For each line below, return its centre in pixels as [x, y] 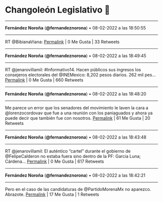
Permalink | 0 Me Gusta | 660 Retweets [44, 80]
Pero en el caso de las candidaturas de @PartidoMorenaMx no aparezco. [78, 189]
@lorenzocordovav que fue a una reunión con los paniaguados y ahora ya [79, 113]
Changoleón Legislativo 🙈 [57, 10]
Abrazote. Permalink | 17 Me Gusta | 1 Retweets [52, 194]
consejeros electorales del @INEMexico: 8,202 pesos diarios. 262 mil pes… [81, 75]
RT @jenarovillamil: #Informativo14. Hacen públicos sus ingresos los [73, 69]
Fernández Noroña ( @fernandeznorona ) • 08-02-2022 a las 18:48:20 [76, 93]
